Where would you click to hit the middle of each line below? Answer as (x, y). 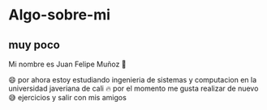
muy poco (34, 45)
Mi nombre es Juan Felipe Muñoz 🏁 (68, 64)
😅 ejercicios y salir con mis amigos (68, 97)
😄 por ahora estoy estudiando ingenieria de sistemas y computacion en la (133, 80)
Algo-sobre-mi (60, 15)
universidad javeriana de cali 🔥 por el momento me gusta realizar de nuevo (133, 88)
